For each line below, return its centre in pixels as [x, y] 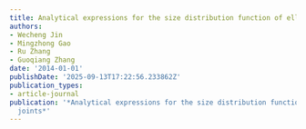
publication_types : [46, 85]
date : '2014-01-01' [46, 69]
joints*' [34, 111]
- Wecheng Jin [36, 35]
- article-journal [44, 94]
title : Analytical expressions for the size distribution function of [146, 18]
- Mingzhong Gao [40, 43]
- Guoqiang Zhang [42, 60]
